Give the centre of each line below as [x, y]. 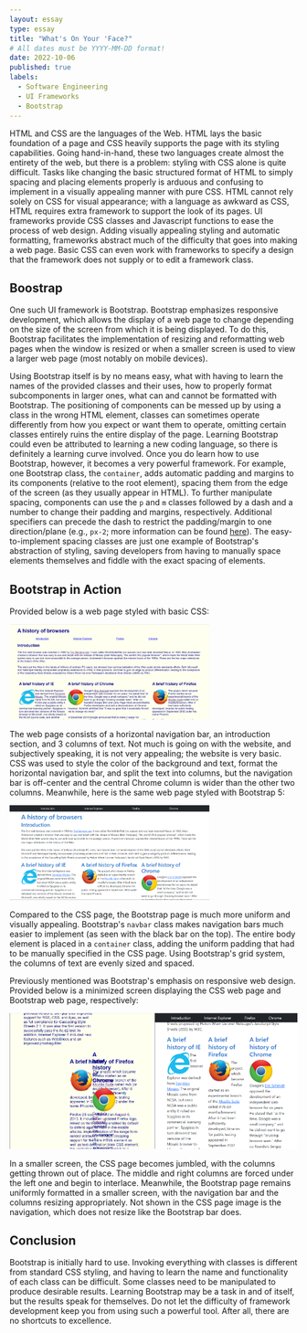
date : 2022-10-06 [42, 58]
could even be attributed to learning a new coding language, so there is [144, 444]
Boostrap [36, 288]
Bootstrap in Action [65, 589]
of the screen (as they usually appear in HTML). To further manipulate [141, 492]
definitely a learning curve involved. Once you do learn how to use [134, 454]
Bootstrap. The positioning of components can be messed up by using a [145, 406]
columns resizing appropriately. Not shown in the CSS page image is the [145, 1202]
